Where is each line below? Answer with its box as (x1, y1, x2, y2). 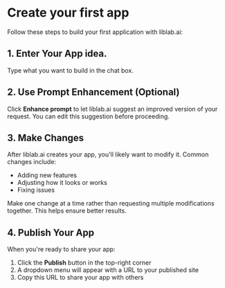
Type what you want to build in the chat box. (7, 66, 134, 74)
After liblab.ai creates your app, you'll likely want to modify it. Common (7, 150, 209, 159)
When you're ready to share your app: (7, 245, 116, 253)
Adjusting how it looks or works (17, 179, 107, 187)
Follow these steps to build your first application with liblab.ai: (7, 28, 183, 36)
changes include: (7, 158, 57, 166)
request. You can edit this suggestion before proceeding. (7, 112, 170, 120)
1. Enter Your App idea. (7, 48, 107, 60)
